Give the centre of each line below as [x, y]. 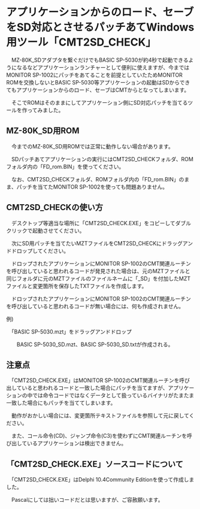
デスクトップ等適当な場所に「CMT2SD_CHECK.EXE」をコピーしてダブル [101, 223]
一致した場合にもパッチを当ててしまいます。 [61, 403]
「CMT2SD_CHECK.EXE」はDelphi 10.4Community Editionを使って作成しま [103, 480]
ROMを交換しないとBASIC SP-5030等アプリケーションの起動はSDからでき [98, 82]
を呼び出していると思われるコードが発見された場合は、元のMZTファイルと [98, 271]
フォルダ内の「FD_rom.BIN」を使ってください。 [65, 166]
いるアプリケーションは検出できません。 [77, 443]
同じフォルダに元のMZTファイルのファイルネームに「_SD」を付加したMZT [99, 278]
